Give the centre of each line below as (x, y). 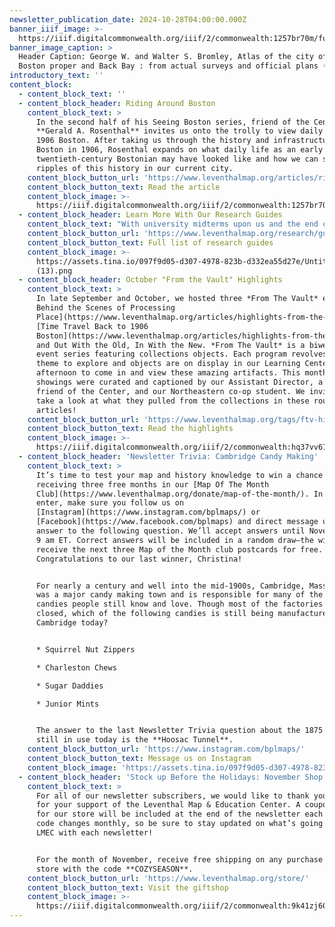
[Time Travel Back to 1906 (92, 326)
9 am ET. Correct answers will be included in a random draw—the (174, 540)
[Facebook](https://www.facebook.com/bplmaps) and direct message (177, 522)
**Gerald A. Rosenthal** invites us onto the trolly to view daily (179, 131)
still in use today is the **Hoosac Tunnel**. (134, 740)
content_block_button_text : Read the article (124, 187)
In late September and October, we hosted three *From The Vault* (177, 299)
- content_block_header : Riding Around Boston (117, 103)
